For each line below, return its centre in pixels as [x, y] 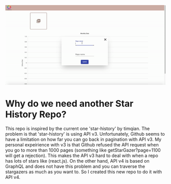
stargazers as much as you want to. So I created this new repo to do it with [83, 172]
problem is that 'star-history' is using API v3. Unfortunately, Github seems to [85, 134]
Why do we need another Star [69, 104]
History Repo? [36, 115]
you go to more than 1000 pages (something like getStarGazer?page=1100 [83, 150]
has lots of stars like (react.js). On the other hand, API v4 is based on [77, 161]
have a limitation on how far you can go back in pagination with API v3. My [83, 139]
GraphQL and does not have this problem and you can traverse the [75, 166]
